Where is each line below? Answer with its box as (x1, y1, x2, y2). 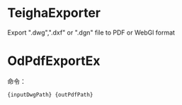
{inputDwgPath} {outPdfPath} (7, 91, 93, 98)
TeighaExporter (7, 5, 101, 21)
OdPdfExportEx (7, 53, 101, 69)
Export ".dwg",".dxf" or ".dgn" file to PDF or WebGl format (7, 28, 176, 37)
